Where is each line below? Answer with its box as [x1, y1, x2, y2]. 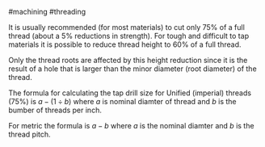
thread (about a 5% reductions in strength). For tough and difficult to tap [8, 31, 249, 40]
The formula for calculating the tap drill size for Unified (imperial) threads [8, 88, 252, 98]
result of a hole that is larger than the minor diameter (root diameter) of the [8, 64, 257, 73]
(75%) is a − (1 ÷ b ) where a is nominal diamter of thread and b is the [8, 97, 237, 106]
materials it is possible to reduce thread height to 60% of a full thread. [8, 40, 242, 49]
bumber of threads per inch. [8, 105, 103, 115]
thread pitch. [8, 129, 51, 139]
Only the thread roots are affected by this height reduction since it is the [8, 56, 248, 65]
